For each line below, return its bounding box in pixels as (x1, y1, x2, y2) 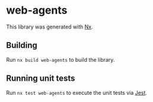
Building (6, 40, 37, 50)
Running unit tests (6, 74, 75, 84)
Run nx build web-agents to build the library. (6, 56, 115, 63)
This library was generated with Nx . (6, 23, 93, 30)
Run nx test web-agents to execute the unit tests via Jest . (6, 89, 147, 96)
